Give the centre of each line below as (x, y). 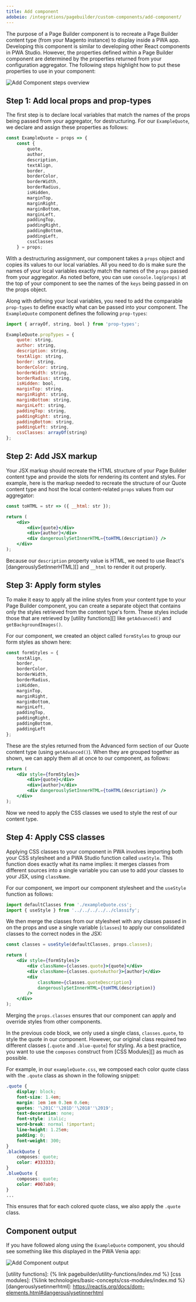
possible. (17, 1058)
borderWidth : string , (43, 373)
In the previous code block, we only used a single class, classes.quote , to (95, 1033)
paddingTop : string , (42, 411)
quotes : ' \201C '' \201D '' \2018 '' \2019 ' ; (65, 1108)
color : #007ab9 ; (37, 1184)
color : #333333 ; (37, 1162)
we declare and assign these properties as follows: (67, 127)
